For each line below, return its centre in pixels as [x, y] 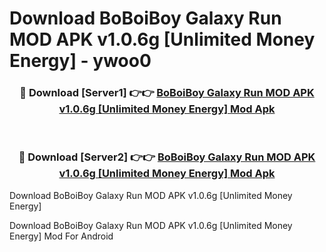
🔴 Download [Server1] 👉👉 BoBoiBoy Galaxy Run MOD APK [167, 93]
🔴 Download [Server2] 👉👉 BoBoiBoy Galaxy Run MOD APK [167, 157]
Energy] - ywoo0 [80, 61]
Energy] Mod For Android [61, 236]
